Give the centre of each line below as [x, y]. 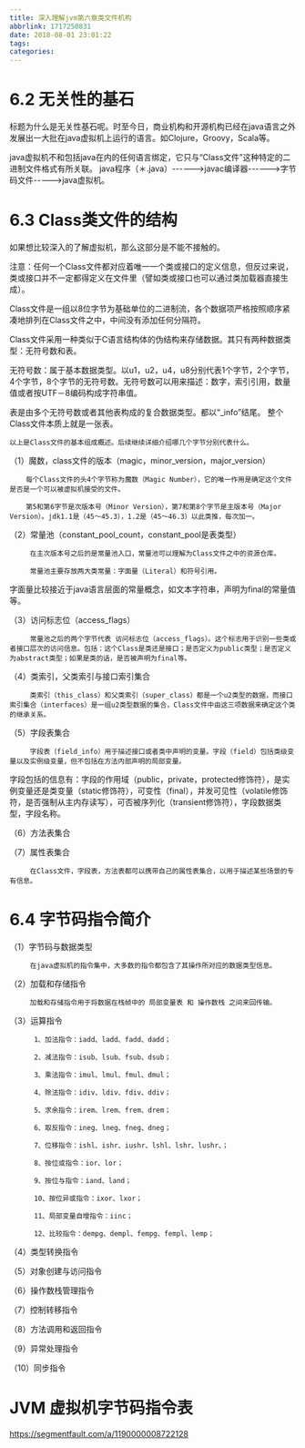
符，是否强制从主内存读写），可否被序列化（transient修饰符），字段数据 [142, 802]
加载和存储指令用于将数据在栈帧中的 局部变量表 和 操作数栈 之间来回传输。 [153, 1003]
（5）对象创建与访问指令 [56, 1270]
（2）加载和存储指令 [48, 984]
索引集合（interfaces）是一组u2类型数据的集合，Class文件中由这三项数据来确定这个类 [152, 705]
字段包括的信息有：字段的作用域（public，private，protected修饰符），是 [146, 779]
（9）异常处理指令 [44, 1348]
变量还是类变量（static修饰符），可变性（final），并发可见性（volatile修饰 [152, 790]
